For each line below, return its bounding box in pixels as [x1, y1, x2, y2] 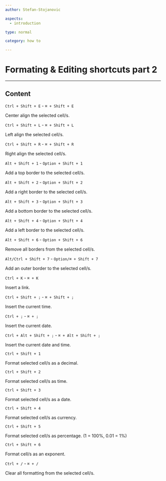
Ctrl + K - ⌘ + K [5, 275, 39, 281]
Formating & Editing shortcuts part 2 [5, 64, 158, 75]
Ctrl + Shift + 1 [5, 351, 41, 356]
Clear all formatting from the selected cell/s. [5, 470, 95, 476]
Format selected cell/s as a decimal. [5, 360, 79, 366]
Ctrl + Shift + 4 [5, 406, 41, 411]
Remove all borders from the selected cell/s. [5, 246, 95, 252]
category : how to [5, 38, 41, 43]
